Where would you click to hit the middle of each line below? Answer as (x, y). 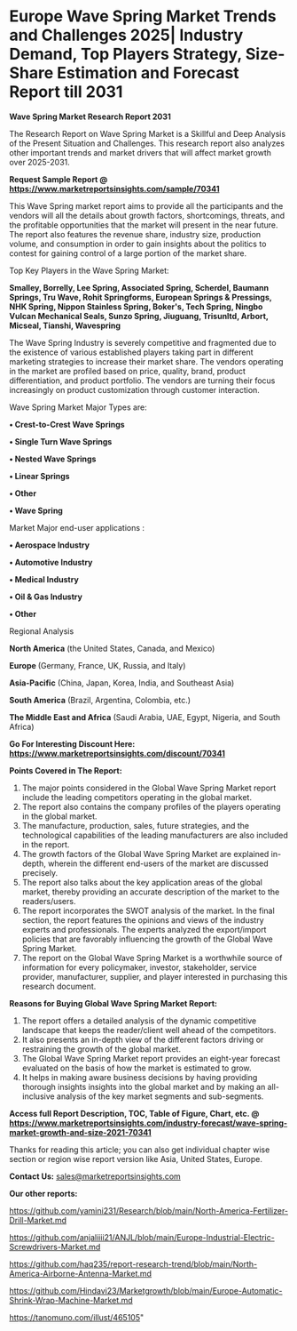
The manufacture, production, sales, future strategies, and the (136, 825)
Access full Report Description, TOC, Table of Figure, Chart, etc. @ (134, 1113)
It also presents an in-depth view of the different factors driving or (143, 1039)
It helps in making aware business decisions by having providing (140, 1077)
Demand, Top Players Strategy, (125, 54)
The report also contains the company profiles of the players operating (151, 806)
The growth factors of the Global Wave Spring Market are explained (145, 854)
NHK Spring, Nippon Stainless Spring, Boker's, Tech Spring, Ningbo (136, 306)
